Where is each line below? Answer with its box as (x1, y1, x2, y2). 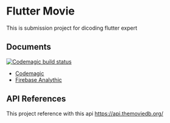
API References (6, 94, 66, 104)
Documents (6, 42, 52, 52)
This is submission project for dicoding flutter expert (6, 24, 138, 32)
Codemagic (15, 70, 44, 77)
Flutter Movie (6, 4, 75, 18)
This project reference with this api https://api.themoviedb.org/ (6, 110, 164, 117)
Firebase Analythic (15, 76, 63, 83)
